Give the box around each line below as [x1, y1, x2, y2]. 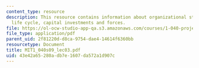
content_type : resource [6, 8, 65, 15]
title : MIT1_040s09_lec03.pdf [6, 47, 81, 53]
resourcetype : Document [6, 42, 65, 48]
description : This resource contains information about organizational [6, 14, 187, 20]
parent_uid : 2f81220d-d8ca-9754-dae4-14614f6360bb [6, 36, 134, 42]
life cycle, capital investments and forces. [11, 20, 126, 25]
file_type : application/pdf [6, 31, 76, 37]
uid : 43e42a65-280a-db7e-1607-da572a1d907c [6, 53, 115, 59]
